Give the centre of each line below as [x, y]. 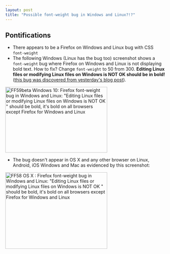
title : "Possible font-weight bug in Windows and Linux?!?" [70, 15]
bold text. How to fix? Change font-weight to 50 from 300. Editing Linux [89, 69]
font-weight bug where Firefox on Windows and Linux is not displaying [87, 63]
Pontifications [28, 35]
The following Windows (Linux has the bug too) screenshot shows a [84, 58]
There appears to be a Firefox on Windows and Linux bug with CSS [83, 47]
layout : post [19, 10]
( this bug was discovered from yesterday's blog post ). [69, 80]
